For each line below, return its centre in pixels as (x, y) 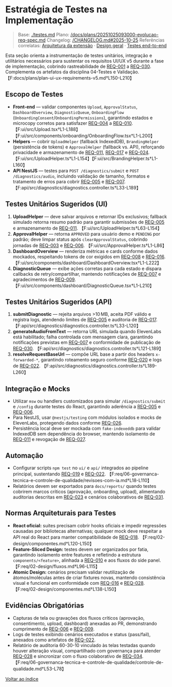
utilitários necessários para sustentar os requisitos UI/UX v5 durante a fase (85, 61)
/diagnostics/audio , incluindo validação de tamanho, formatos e (81, 176)
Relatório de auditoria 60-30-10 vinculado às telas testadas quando (84, 645)
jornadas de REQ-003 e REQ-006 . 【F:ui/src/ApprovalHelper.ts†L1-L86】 (90, 245)
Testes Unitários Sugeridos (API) (59, 302)
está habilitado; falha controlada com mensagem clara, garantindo (83, 337)
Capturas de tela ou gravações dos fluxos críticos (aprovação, (79, 618)
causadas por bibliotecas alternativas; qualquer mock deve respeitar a (87, 531)
